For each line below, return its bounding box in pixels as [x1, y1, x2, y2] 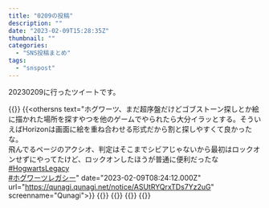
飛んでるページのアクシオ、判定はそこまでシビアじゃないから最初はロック [8, 144, 254, 153]
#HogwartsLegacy [8, 163, 70, 173]
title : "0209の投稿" [8, 11, 74, 20]
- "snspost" [15, 64, 56, 72]
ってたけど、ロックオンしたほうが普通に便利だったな [43, 154, 219, 164]
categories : [8, 42, 48, 50]
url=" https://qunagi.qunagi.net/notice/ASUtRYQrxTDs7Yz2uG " [8, 181, 214, 191]
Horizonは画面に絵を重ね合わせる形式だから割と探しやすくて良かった [22, 124, 253, 133]
